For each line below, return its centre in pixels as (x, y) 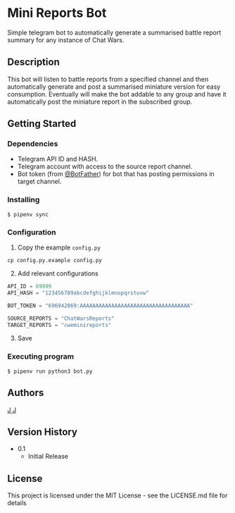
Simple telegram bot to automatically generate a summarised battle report (114, 32)
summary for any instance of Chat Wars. (66, 39)
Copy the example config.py (59, 247)
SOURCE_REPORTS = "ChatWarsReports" (61, 319)
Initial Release (48, 457)
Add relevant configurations (58, 273)
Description (33, 62)
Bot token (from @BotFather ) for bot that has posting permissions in (116, 174)
